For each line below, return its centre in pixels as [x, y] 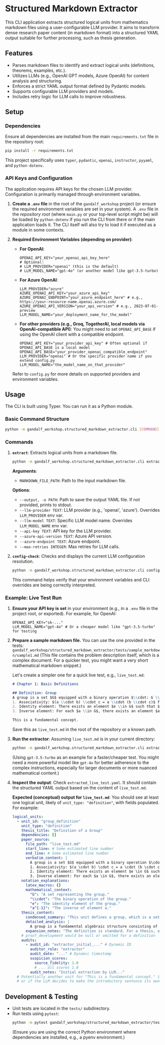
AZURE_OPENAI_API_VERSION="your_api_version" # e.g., [76, 306]
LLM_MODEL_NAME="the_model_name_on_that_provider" [72, 365]
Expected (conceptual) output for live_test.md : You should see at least [85, 797]
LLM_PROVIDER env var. [41, 515]
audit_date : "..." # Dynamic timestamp [71, 954]
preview [27, 310]
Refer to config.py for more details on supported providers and [76, 374]
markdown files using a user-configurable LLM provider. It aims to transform [82, 27]
